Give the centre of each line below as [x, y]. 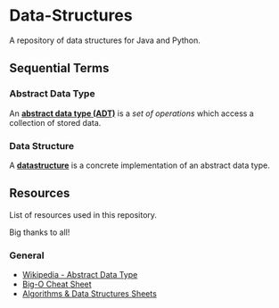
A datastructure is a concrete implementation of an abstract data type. [139, 165]
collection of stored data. [55, 122]
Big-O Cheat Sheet [57, 284]
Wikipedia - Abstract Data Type [80, 275]
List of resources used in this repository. [83, 214]
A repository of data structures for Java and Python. [105, 40]
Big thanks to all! [40, 232]
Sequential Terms [59, 68]
